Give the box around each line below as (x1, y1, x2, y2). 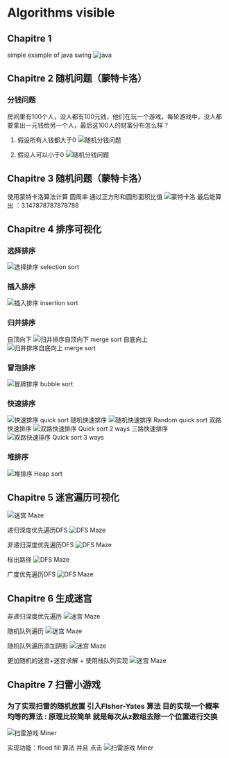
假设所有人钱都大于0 (17, 135, 76, 144)
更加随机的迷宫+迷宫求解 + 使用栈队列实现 (7, 657, 128, 665)
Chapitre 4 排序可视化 (7, 223, 102, 235)
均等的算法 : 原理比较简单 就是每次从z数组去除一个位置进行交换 (7, 712, 218, 721)
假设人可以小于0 (17, 150, 65, 159)
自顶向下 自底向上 (7, 335, 148, 343)
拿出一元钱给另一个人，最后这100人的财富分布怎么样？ (12, 121, 170, 129)
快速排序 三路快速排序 (7, 424, 169, 433)
